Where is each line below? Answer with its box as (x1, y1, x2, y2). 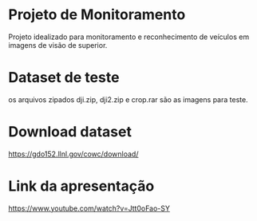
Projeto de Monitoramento (8, 6, 186, 24)
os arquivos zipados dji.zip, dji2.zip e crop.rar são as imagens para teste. (8, 94, 249, 105)
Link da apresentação (8, 177, 155, 195)
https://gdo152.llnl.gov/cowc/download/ (8, 149, 139, 159)
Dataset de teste (8, 69, 120, 87)
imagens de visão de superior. (8, 40, 108, 49)
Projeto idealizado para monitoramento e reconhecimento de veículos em (8, 32, 250, 41)
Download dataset (8, 123, 132, 141)
